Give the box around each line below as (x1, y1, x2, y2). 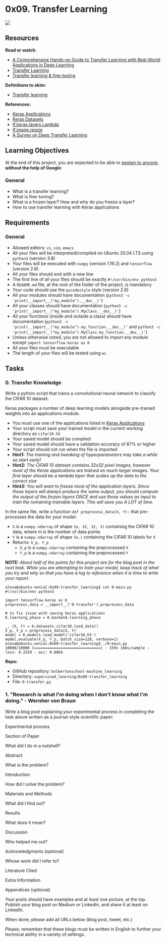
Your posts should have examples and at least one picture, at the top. (5, 896, 147, 902)
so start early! (12, 457, 41, 463)
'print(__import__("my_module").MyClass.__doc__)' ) (12, 308, 121, 314)
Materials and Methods (5, 790, 53, 796)
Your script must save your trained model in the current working (12, 425, 143, 432)
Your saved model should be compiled (12, 436, 91, 442)
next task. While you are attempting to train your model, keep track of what (5, 565, 159, 571)
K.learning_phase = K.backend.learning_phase (5, 615, 101, 620)
